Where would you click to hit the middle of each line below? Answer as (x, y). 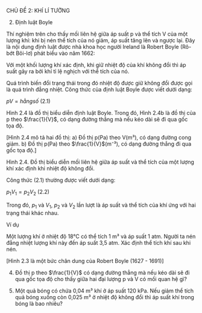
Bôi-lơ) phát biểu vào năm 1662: (55, 53)
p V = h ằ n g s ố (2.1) (28, 101)
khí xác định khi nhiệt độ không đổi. (51, 168)
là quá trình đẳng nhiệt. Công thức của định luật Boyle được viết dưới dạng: (99, 89)
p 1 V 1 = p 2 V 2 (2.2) (28, 193)
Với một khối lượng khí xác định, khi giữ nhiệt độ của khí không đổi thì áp (96, 65)
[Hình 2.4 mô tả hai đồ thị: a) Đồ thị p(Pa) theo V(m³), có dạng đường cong (99, 137)
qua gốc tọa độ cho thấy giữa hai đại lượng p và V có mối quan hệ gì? (101, 279)
